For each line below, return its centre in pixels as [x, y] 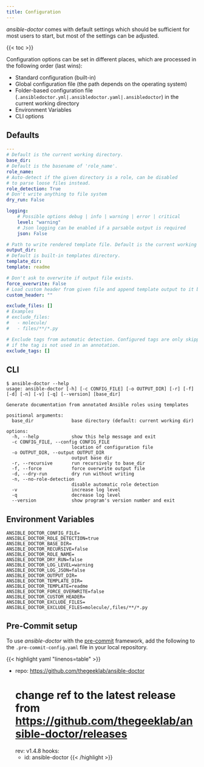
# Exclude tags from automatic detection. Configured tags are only [95, 339]
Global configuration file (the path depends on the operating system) [101, 84]
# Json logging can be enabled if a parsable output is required [102, 228]
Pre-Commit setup [42, 626]
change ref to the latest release [95, 695]
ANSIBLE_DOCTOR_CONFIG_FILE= [43, 533]
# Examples [20, 312]
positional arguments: [35, 416]
